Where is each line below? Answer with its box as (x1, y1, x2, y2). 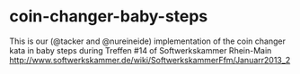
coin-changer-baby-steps (9, 6, 208, 27)
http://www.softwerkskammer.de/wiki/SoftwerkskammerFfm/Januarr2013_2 (9, 54, 291, 65)
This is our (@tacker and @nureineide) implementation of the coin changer (9, 36, 286, 46)
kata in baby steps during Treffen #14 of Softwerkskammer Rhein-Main (9, 45, 272, 55)
